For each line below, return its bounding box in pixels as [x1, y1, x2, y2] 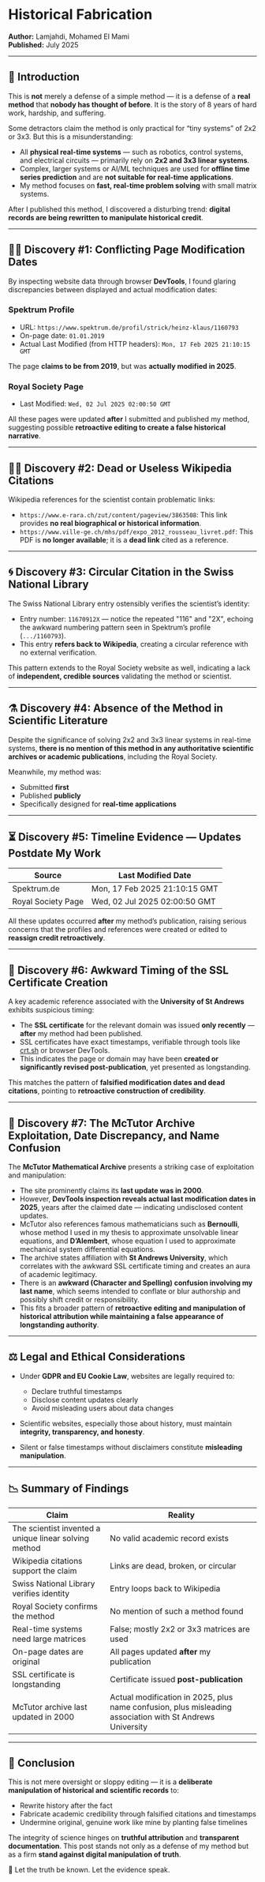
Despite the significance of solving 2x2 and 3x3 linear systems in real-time [8, 734, 252, 744]
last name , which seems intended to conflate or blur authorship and [19, 1287, 241, 1296]
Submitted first [19, 782, 69, 791]
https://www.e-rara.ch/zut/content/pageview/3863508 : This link [19, 509, 228, 519]
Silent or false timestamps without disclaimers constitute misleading [19, 1442, 243, 1452]
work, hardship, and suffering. [8, 108, 106, 118]
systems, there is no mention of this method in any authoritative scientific [8, 743, 254, 753]
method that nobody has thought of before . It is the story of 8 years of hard [8, 100, 257, 109]
